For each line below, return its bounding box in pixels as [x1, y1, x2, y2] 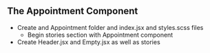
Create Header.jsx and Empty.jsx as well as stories [17, 37, 160, 46]
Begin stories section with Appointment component [27, 31, 174, 39]
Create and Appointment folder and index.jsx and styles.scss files [17, 23, 204, 31]
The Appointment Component [7, 5, 138, 17]
